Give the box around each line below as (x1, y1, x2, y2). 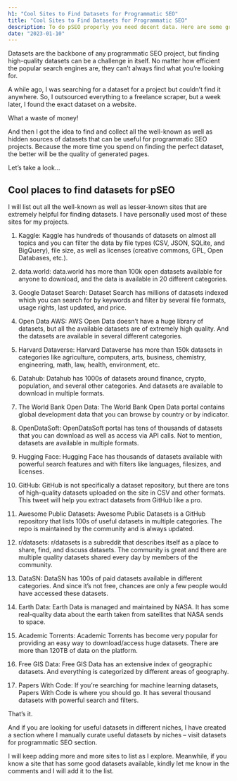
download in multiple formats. (18, 389, 105, 398)
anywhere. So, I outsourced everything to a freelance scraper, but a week (8, 93, 221, 101)
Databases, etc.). (18, 254, 68, 262)
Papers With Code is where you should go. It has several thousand (18, 689, 212, 697)
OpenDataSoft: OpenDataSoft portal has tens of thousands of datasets (18, 424, 223, 433)
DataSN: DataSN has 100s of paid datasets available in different (18, 574, 203, 583)
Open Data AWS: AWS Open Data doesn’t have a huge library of (18, 317, 204, 326)
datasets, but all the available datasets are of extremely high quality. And (18, 324, 229, 333)
